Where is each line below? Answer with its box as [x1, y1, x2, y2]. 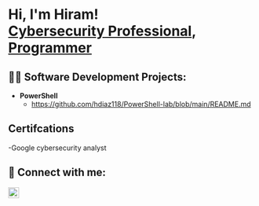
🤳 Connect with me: [8, 166, 106, 179]
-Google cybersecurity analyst [8, 143, 107, 153]
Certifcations [8, 122, 75, 135]
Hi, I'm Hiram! [8, 6, 99, 24]
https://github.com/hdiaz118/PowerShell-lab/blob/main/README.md [31, 100, 251, 109]
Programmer [8, 39, 93, 57]
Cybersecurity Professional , [8, 22, 196, 40]
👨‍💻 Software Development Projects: [8, 70, 187, 83]
